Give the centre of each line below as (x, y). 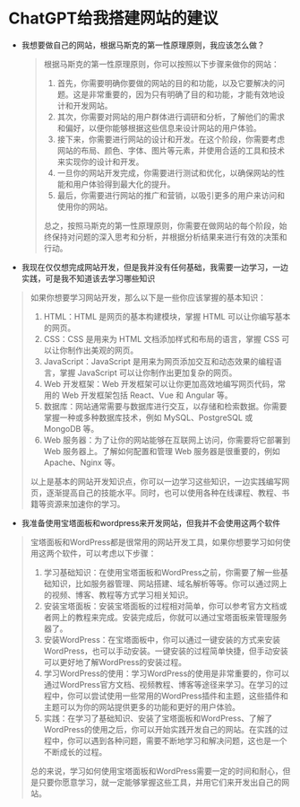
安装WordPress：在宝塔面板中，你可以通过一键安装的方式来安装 (162, 639)
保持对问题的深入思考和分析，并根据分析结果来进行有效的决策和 (169, 237)
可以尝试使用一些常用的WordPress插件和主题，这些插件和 (181, 696)
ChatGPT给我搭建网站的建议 (113, 18)
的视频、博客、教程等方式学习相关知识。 (118, 594)
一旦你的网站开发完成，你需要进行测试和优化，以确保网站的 (167, 172)
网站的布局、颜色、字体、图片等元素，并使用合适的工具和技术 (171, 150)
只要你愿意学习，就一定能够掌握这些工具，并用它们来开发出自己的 (160, 782)
